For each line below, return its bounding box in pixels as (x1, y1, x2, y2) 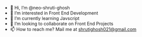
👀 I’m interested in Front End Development (10, 10, 98, 16)
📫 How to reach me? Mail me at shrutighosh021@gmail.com (10, 26, 137, 32)
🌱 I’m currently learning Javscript (10, 15, 80, 21)
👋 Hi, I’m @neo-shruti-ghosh (10, 5, 70, 10)
